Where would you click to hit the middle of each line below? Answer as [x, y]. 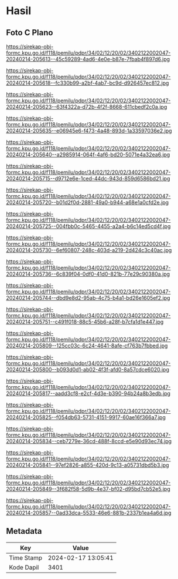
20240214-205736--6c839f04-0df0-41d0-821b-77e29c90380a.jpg [88, 274]
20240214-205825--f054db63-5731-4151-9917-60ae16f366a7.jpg [86, 417]
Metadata [24, 531]
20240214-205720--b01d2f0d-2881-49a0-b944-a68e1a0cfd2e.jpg [87, 202]
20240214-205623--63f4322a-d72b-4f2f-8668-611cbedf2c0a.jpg [87, 107]
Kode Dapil [24, 567]
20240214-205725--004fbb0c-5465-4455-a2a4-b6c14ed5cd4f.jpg [88, 226]
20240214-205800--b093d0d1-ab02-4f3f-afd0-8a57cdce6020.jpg [88, 369]
